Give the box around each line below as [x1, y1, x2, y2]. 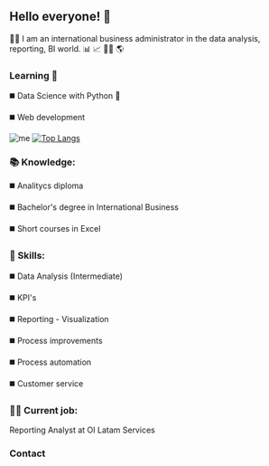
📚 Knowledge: [9, 156, 76, 168]
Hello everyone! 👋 [9, 9, 111, 24]
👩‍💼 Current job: [9, 404, 79, 416]
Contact [9, 447, 46, 460]
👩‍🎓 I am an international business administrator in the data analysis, [9, 33, 261, 43]
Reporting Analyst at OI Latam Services [9, 424, 155, 435]
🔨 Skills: [9, 250, 45, 262]
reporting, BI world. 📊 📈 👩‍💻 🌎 [9, 43, 125, 54]
